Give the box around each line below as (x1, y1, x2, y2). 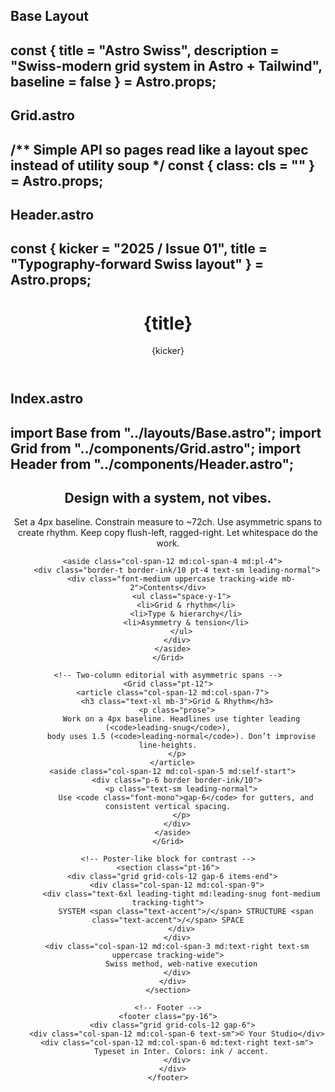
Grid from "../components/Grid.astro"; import (10, 440, 302, 457)
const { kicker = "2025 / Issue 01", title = (10, 240, 268, 258)
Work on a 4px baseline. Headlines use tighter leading (62, 714, 301, 724)
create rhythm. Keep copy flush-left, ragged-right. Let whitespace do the (17, 527, 319, 539)
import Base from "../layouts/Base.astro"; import (10, 424, 322, 441)
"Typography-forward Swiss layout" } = (10, 256, 264, 273)
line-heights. (138, 740, 198, 751)
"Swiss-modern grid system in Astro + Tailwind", (10, 57, 323, 74)
